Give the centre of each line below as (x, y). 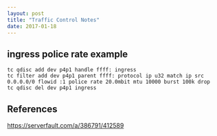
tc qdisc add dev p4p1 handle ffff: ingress (72, 70)
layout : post (26, 13)
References (32, 109)
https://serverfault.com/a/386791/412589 (66, 125)
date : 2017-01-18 (32, 26)
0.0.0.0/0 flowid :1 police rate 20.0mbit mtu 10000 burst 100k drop (109, 82)
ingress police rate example (68, 54)
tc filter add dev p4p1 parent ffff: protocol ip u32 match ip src (106, 76)
